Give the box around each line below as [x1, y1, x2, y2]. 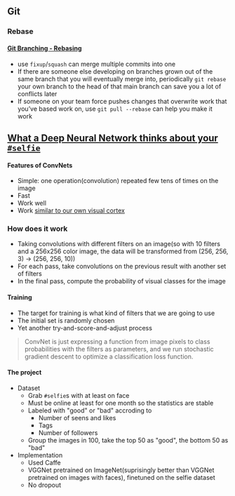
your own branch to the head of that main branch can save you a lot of [17, 82, 222, 91]
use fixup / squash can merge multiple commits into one [17, 60, 176, 68]
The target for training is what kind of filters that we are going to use [17, 309, 215, 317]
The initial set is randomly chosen [17, 316, 115, 325]
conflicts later [17, 89, 58, 98]
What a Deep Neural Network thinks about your [7, 132, 219, 144]
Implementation [17, 450, 63, 459]
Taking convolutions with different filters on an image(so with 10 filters [17, 240, 221, 248]
